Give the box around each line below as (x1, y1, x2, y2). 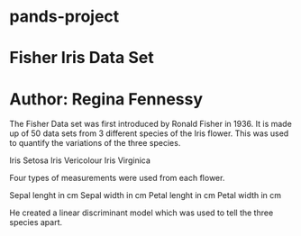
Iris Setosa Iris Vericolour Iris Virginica (9, 155, 151, 166)
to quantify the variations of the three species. (9, 138, 181, 149)
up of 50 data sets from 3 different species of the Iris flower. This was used (9, 128, 289, 139)
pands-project (9, 6, 120, 27)
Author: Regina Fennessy (9, 88, 204, 109)
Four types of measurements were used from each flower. (9, 173, 225, 184)
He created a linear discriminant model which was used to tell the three (9, 207, 274, 218)
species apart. (9, 217, 63, 228)
